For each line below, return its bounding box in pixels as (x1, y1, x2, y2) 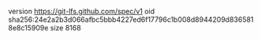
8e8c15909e (8, 23, 49, 32)
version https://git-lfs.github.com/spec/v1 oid (8, 7, 155, 16)
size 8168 (50, 23, 81, 32)
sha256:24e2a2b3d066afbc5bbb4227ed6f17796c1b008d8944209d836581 (8, 15, 254, 24)
